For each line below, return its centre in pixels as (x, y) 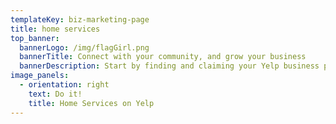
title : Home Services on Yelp (91, 103)
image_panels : (40, 76)
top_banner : (35, 38)
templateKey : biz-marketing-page (80, 19)
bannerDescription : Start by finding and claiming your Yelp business (169, 66)
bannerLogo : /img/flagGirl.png (84, 47)
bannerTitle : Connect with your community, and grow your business (163, 57)
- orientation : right (64, 85)
